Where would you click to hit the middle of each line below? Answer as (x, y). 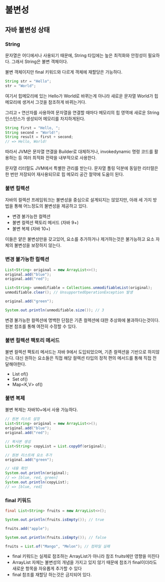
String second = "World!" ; (33, 132)
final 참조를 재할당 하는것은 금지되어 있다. (52, 575)
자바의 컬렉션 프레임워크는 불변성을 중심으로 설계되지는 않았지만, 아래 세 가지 (79, 200)
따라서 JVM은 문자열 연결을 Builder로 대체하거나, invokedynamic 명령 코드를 (79, 152)
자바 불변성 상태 (27, 30)
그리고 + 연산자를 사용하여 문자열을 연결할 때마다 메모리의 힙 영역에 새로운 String (82, 112)
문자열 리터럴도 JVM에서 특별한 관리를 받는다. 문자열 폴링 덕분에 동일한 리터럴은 (82, 168)
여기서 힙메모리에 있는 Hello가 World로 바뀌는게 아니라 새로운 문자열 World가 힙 (82, 96)
